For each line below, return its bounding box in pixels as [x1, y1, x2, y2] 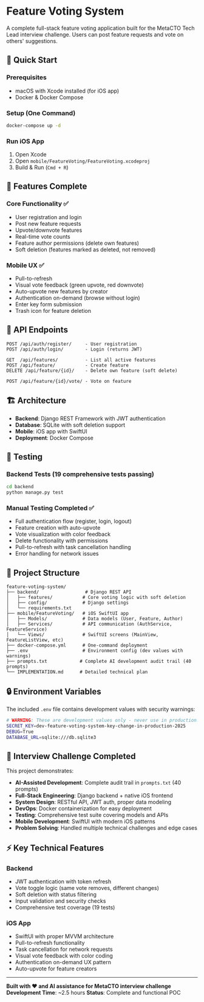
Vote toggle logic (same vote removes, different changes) [15, 885, 160, 892]
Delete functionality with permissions [15, 537, 108, 544]
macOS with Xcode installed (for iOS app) [15, 87, 120, 94]
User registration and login [15, 213, 82, 220]
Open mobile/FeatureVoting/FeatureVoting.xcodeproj [15, 157, 151, 165]
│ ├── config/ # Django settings [6, 600, 129, 606]
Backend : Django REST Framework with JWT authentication [15, 415, 166, 422]
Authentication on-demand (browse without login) [15, 294, 141, 302]
